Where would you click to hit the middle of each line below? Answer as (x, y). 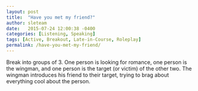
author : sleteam (26, 23)
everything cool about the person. (48, 81)
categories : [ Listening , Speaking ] (51, 34)
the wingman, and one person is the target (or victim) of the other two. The (99, 68)
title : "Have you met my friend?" (51, 17)
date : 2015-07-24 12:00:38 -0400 (51, 28)
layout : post (23, 12)
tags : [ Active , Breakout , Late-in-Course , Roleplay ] (74, 40)
